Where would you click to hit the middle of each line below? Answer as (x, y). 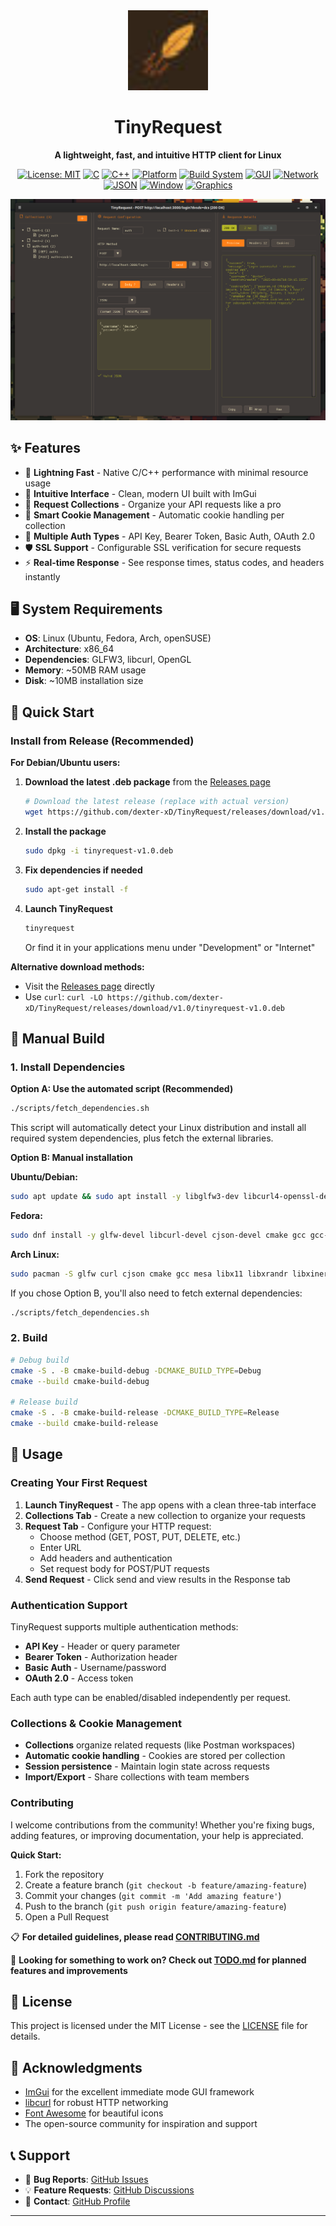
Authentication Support (69, 1605)
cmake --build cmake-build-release (84, 1424)
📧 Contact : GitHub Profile (77, 2201)
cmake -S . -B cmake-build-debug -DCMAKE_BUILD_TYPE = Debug (136, 1370)
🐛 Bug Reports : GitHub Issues (86, 2179)
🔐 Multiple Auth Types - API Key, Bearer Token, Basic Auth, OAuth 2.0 (170, 536)
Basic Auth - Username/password (95, 1667)
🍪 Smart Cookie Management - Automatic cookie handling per (154, 515)
